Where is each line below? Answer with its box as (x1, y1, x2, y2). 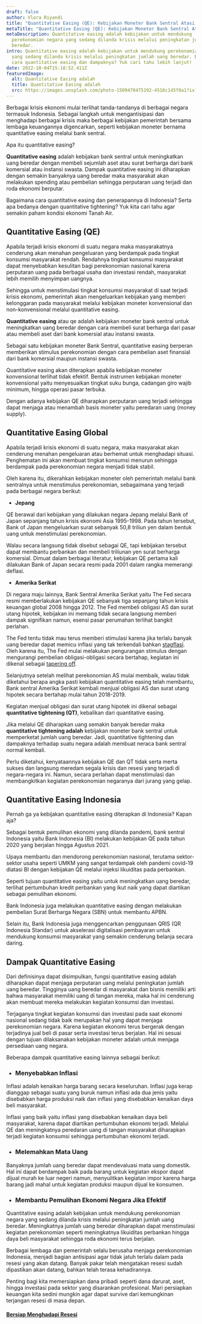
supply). (6, 410, 27, 417)
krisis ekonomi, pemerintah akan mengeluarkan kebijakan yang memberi (6, 293, 186, 300)
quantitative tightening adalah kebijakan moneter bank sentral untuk (6, 727, 179, 734)
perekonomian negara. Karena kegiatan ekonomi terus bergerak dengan (6, 1023, 185, 1030)
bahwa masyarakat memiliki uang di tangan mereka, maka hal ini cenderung (6, 992, 194, 1000)
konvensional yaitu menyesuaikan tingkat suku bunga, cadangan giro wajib (6, 379, 192, 386)
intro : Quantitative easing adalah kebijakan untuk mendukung (6, 48, 165, 54)
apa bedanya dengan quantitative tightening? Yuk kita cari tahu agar (6, 203, 176, 210)
